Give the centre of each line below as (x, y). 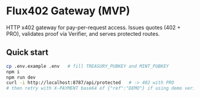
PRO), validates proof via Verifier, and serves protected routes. (83, 33)
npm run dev (21, 77)
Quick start (27, 53)
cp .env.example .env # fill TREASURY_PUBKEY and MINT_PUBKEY (87, 66)
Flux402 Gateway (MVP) (68, 11)
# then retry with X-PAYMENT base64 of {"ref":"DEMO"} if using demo (94, 88)
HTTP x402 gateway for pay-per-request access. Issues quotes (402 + (93, 27)
